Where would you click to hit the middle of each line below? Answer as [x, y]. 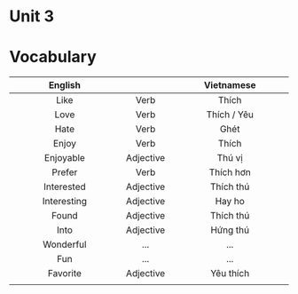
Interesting [64, 202]
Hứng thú [230, 230]
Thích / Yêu [230, 115]
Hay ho [230, 202]
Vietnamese [230, 85]
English [65, 85]
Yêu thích [230, 274]
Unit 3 [32, 16]
